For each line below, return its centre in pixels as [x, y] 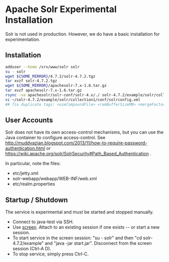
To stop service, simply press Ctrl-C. [51, 254]
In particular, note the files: [33, 164]
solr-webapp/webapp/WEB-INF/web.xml [55, 179]
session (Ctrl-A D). [32, 249]
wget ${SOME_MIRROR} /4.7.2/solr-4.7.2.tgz [50, 76]
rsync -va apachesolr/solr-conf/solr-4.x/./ [53, 95]
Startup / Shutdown [36, 200]
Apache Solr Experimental [61, 9]
